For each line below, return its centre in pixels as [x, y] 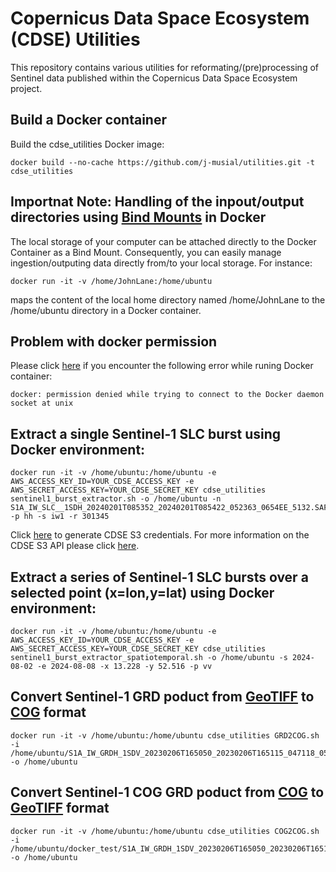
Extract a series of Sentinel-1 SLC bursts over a [159, 577]
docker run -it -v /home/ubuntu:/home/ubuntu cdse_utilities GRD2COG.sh [165, 735]
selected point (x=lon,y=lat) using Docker [142, 592]
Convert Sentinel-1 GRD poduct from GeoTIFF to [162, 697]
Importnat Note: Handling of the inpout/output [157, 202]
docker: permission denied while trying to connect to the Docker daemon [167, 395]
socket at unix [42, 403]
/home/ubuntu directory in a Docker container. [106, 310]
